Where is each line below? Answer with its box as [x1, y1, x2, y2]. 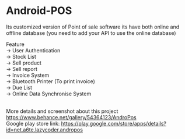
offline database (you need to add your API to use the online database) [6, 29, 176, 36]
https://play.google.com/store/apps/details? [61, 120, 166, 127]
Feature [6, 41, 25, 48]
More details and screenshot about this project [6, 108, 118, 115]
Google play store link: [6, 120, 60, 127]
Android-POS [6, 4, 72, 17]
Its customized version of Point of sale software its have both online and [6, 23, 180, 30]
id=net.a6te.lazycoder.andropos [6, 126, 83, 133]
